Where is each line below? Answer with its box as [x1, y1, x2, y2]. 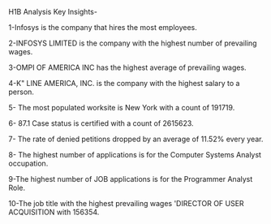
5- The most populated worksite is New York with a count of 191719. [8, 103, 235, 112]
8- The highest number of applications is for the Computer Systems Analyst [8, 150, 262, 159]
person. [8, 87, 35, 97]
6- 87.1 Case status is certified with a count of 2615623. [8, 118, 194, 128]
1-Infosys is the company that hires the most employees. [8, 23, 197, 32]
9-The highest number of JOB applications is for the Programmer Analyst [8, 174, 253, 183]
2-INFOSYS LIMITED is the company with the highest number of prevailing [8, 38, 257, 48]
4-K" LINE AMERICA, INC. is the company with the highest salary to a [8, 79, 240, 88]
